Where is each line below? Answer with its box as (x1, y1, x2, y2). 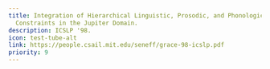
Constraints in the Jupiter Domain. (15, 19, 138, 27)
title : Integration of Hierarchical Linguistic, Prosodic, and (8, 11, 225, 20)
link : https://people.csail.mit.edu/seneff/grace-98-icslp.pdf (8, 41, 225, 49)
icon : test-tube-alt (8, 33, 78, 42)
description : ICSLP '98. (8, 26, 92, 34)
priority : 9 (8, 48, 48, 56)
